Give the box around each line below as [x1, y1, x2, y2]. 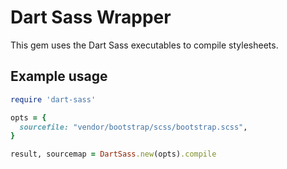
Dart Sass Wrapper [10, 6, 172, 29]
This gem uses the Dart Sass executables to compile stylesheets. [10, 39, 279, 51]
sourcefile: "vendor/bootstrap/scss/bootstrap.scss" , [19, 122, 248, 132]
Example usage [10, 68, 108, 85]
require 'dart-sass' [10, 94, 97, 105]
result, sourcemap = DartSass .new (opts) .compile [10, 149, 217, 160]
